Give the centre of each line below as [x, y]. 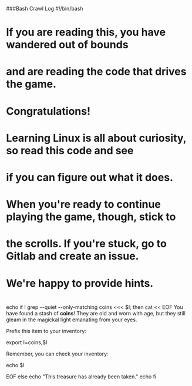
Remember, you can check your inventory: [57, 354]
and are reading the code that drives [96, 71]
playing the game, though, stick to [91, 217]
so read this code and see [70, 150]
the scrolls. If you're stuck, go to [87, 244]
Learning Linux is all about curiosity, [96, 138]
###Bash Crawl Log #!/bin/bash [45, 9]
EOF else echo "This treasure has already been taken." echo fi [81, 377]
